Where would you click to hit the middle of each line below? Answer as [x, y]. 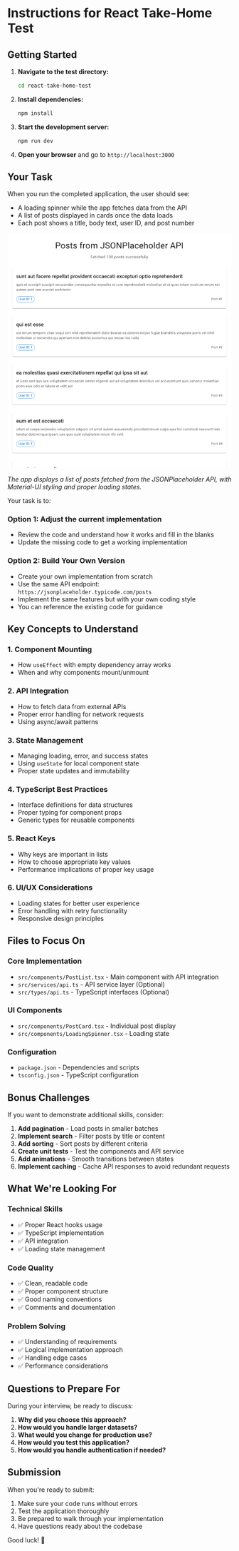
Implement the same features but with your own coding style [107, 599]
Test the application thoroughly [63, 1511]
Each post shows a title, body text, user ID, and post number [106, 223]
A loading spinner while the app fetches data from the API [102, 208]
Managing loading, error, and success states [83, 756]
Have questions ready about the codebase [80, 1526]
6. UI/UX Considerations [50, 888]
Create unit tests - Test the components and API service [101, 1151]
